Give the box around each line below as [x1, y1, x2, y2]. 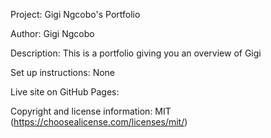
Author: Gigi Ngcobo [10, 28, 95, 39]
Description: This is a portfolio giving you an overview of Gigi [10, 47, 262, 59]
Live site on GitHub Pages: [10, 86, 120, 98]
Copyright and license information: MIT [10, 105, 172, 117]
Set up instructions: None [10, 67, 116, 78]
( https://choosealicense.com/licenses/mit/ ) [10, 116, 188, 128]
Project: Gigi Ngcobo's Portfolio [10, 9, 141, 20]
